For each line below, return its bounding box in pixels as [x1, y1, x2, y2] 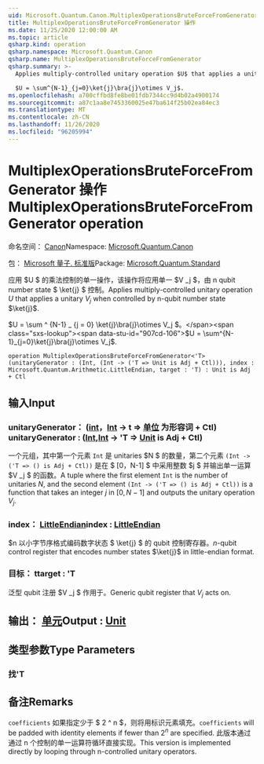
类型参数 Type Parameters [8, 643, 136, 656]
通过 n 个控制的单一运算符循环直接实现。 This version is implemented [8, 737, 231, 747]
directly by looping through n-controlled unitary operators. [8, 747, 197, 756]
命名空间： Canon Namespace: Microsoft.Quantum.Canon [8, 241, 194, 251]
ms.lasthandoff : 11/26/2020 [8, 121, 101, 129]
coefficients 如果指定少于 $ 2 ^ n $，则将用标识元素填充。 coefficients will [8, 718, 255, 727]
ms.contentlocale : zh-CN [8, 113, 90, 122]
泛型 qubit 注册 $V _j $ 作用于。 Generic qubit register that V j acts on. [8, 587, 232, 599]
